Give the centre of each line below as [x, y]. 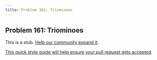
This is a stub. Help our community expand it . [52, 42]
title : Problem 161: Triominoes [39, 10]
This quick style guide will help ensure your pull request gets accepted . [79, 52]
